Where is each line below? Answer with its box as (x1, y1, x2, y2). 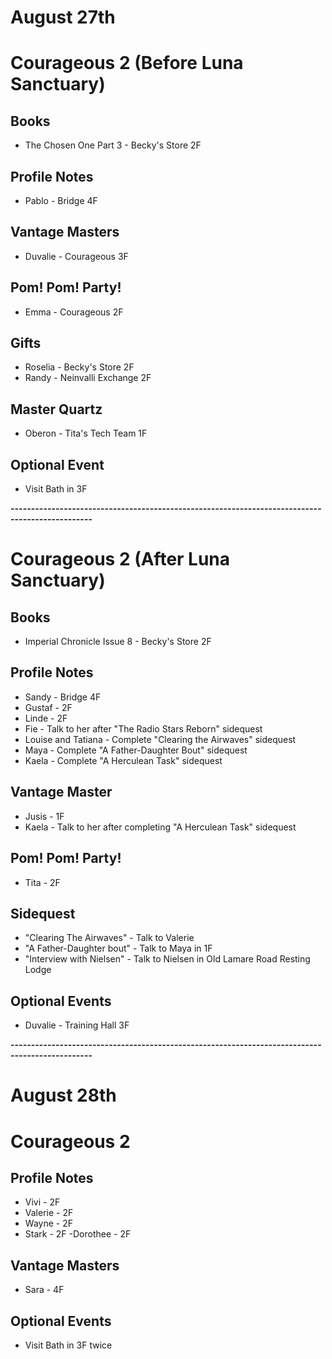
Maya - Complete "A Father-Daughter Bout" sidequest (24, 744, 248, 756)
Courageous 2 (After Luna (10, 548, 231, 571)
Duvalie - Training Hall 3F (24, 1019, 130, 1031)
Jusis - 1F (24, 810, 65, 822)
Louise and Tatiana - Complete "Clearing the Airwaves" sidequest (24, 733, 297, 745)
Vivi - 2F (24, 1196, 61, 1208)
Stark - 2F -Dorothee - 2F (24, 1228, 132, 1240)
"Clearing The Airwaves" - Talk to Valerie (24, 932, 195, 944)
